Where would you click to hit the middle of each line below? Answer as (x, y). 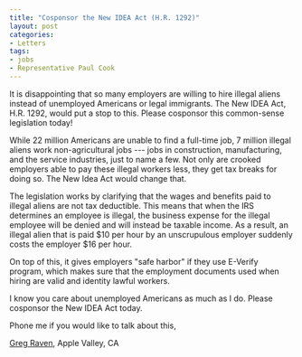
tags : (19, 52)
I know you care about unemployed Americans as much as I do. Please (141, 298)
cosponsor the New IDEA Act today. (76, 307)
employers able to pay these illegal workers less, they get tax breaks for (143, 169)
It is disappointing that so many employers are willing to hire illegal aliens (145, 94)
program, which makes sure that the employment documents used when (145, 271)
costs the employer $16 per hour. (71, 244)
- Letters (28, 43)
